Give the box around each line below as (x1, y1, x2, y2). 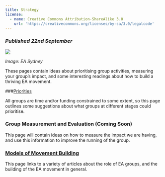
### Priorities (5, 88, 32, 94)
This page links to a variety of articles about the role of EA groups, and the (5, 161, 158, 167)
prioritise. (5, 108, 25, 114)
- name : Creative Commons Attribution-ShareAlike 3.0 (9, 16, 123, 21)
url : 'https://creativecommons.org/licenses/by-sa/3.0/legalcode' (14, 21, 155, 26)
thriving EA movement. (5, 78, 52, 85)
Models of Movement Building (5, 150, 80, 157)
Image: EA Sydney (5, 58, 43, 64)
